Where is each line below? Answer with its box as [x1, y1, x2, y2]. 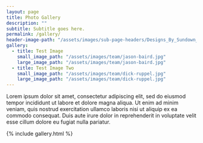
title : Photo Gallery [6, 14, 61, 21]
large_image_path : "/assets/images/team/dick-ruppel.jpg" [17, 76, 166, 82]
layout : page [6, 8, 39, 15]
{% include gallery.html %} [6, 130, 73, 138]
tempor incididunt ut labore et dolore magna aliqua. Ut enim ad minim [6, 99, 179, 106]
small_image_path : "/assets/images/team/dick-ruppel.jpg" [17, 71, 166, 77]
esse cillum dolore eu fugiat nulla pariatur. [6, 118, 111, 126]
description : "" [6, 20, 47, 26]
